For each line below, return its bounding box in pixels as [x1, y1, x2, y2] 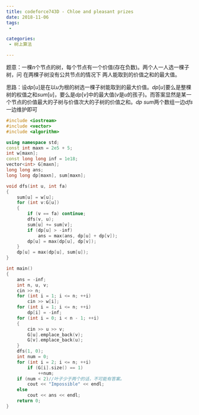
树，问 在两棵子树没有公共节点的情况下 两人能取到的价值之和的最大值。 [6, 71, 181, 78]
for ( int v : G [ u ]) [17, 200, 60, 206]
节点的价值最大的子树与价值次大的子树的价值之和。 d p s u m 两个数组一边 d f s [11, 98, 193, 106]
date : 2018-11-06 [6, 14, 49, 20]
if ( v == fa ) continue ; [27, 211, 86, 217]
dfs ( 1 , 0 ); [17, 348, 44, 355]
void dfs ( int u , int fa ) [6, 183, 68, 189]
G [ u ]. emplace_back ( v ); [27, 331, 84, 338]
